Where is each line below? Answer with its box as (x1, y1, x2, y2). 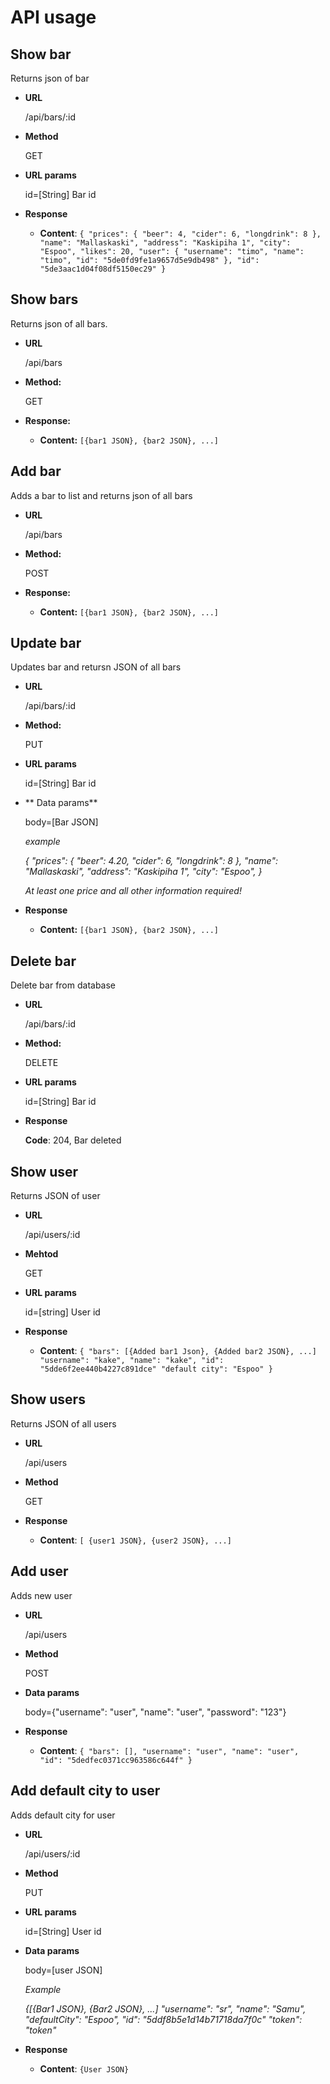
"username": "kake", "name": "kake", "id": (39, 1356, 225, 1366)
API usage (10, 6, 97, 29)
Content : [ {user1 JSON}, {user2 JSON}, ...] (39, 1534, 232, 1546)
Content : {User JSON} (39, 2062, 130, 2075)
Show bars (10, 291, 79, 308)
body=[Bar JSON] (24, 816, 99, 828)
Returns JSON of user (10, 1190, 101, 1202)
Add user (10, 1563, 69, 1580)
